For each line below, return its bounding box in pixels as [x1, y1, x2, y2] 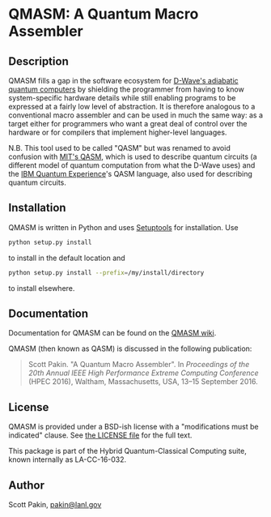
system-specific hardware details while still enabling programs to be [8, 93, 236, 102]
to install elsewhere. [8, 283, 75, 293]
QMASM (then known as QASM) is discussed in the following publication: [8, 344, 252, 353]
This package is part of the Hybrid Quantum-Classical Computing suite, [8, 446, 247, 456]
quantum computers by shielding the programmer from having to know [8, 84, 244, 94]
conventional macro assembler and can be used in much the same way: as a [8, 110, 263, 120]
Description [8, 54, 69, 68]
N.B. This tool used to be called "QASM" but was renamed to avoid [8, 143, 231, 152]
